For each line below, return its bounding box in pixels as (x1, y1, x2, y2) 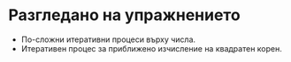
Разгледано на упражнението (8, 5, 241, 25)
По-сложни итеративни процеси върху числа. (20, 34, 196, 45)
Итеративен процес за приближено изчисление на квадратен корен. (20, 43, 282, 53)
